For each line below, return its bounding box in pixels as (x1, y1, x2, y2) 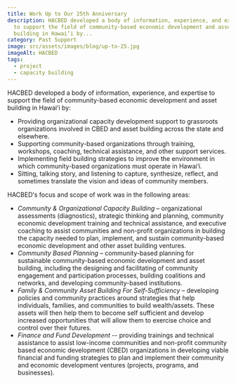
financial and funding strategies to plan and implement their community (17, 353, 225, 362)
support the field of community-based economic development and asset (7, 96, 218, 104)
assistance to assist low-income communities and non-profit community (17, 338, 227, 346)
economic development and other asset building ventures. (17, 241, 186, 249)
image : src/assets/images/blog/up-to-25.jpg (7, 43, 140, 50)
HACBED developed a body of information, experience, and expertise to (7, 89, 216, 97)
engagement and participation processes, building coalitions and (17, 271, 206, 280)
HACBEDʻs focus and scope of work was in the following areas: (7, 190, 191, 199)
